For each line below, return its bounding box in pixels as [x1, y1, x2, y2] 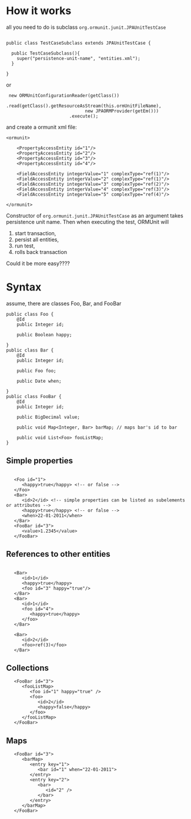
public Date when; [16, 378, 62, 384]
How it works [6, 4, 72, 18]
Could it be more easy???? [6, 260, 71, 267]
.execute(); [69, 113, 99, 119]
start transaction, [14, 229, 56, 236]
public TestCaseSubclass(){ [11, 50, 81, 56]
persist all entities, [14, 236, 59, 243]
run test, [14, 242, 35, 249]
